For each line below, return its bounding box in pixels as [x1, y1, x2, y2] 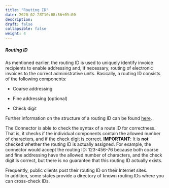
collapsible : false [5, 26, 47, 32]
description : [5, 17, 33, 22]
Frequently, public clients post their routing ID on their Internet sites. [5, 167, 148, 173]
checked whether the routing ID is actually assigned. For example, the [5, 141, 151, 147]
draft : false [5, 21, 33, 27]
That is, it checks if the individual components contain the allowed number [5, 130, 161, 136]
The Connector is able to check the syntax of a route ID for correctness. [5, 125, 156, 131]
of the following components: [5, 76, 67, 82]
